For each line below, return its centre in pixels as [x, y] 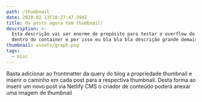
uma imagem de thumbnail [39, 92]
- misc [20, 56]
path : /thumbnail [28, 12]
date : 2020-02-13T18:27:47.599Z [47, 17]
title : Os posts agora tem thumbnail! [55, 23]
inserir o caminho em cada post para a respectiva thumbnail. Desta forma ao [101, 80]
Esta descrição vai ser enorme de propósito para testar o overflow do [103, 34]
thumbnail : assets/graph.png [43, 46]
